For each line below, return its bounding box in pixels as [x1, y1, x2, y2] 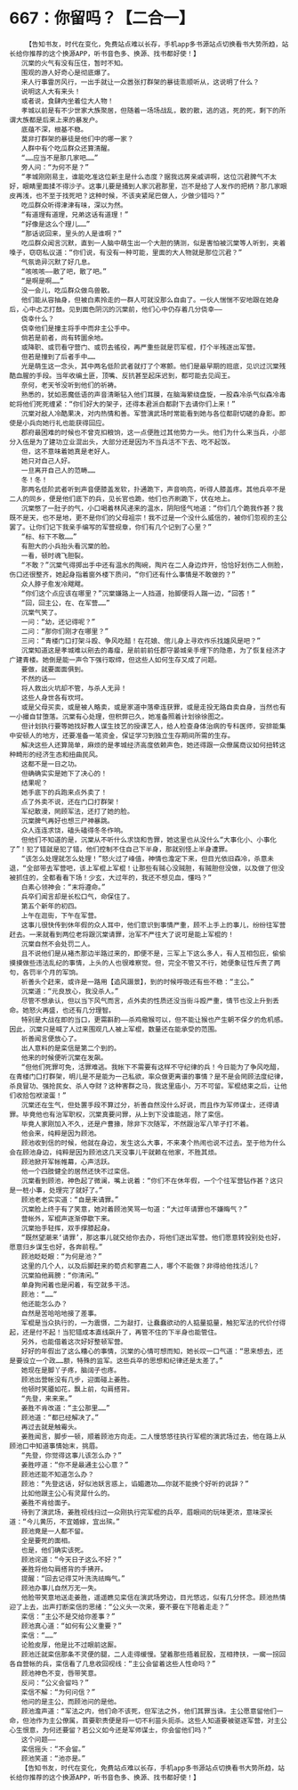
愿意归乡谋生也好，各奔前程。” [9, 1243, 103, 1252]
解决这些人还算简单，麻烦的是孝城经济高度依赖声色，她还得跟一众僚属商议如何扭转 [20, 741, 280, 750]
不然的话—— [20, 674, 56, 683]
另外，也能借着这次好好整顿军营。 [20, 1337, 127, 1346]
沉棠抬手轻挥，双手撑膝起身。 [20, 1223, 114, 1233]
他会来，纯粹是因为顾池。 [20, 1129, 101, 1137]
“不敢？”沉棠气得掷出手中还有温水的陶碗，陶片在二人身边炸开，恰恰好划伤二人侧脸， [20, 561, 287, 570]
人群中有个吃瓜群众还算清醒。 [20, 144, 114, 152]
